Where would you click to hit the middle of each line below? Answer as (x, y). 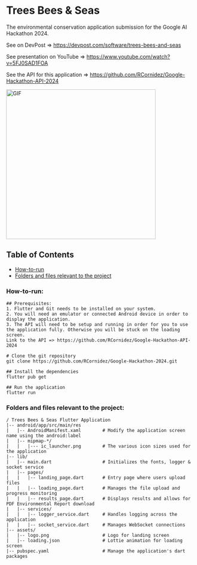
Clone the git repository (44, 356)
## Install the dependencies (42, 372)
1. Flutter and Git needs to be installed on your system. (81, 309)
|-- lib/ (17, 457)
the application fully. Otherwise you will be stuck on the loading (93, 330)
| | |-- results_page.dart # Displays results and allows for (98, 499)
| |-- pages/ (25, 473)
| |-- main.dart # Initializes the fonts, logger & (98, 462)
